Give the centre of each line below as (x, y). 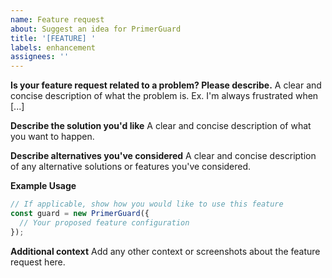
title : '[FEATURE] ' (53, 38)
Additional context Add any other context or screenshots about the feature (165, 251)
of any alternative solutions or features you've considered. (131, 167)
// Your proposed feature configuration (104, 222)
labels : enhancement (53, 47)
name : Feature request (57, 19)
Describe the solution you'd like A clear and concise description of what (161, 126)
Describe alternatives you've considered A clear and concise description (163, 156)
